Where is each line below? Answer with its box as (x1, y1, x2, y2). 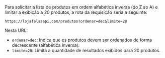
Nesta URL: (4, 28, 28, 33)
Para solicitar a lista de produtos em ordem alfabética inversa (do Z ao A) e (4, 4, 158, 10)
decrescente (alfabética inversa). (11, 42, 80, 48)
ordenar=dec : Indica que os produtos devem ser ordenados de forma (11, 37, 152, 43)
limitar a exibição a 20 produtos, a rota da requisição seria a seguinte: (4, 9, 148, 15)
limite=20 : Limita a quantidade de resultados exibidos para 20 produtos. (11, 48, 161, 53)
